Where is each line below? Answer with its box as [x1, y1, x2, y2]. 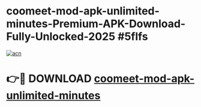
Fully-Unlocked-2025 [6, 30, 116, 43]
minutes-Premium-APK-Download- [6, 17, 186, 31]
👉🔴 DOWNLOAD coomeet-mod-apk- [6, 72, 195, 85]
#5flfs [118, 30, 148, 43]
